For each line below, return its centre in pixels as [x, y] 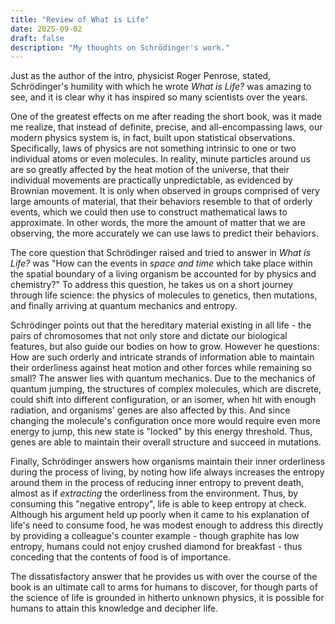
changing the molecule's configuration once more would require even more [165, 421]
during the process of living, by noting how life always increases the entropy [167, 472]
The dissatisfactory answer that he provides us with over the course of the [164, 577]
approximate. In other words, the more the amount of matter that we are [158, 223]
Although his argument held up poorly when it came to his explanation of [160, 515]
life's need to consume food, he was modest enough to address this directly [167, 525]
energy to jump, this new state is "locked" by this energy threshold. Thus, [161, 432]
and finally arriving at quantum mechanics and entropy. [124, 306]
